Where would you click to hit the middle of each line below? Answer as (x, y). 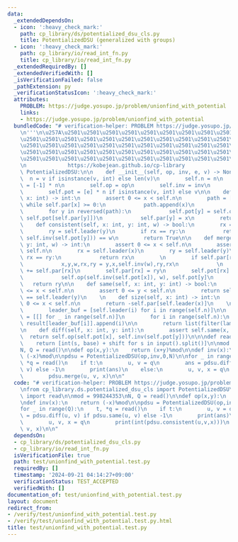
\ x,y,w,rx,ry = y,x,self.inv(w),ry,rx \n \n (121, 264)
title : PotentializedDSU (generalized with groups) (98, 40)
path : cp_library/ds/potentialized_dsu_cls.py (90, 34)
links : (30, 113)
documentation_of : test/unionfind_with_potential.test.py (95, 495)
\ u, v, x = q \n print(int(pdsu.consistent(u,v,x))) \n (125, 422)
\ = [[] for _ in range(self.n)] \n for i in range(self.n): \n (125, 317)
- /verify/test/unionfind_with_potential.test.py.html (90, 521)
